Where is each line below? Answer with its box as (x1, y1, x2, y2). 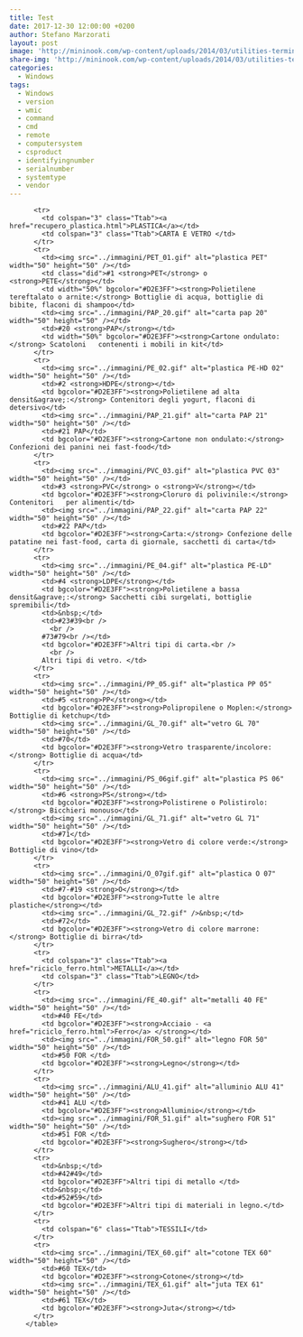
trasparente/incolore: (186, 743, 272, 752)
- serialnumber (17, 164, 75, 173)
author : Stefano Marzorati (9, 30, 111, 39)
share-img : (9, 55, 50, 64)
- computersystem (17, 139, 83, 148)
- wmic (17, 106, 42, 115)
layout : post (9, 38, 59, 48)
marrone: (226, 924, 260, 934)
